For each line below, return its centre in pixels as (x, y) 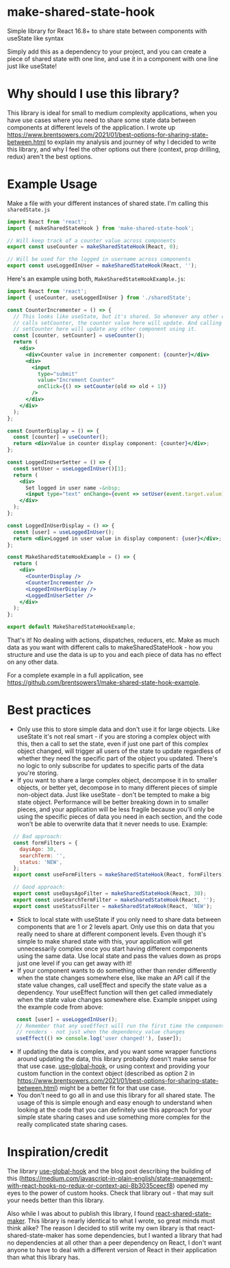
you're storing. (38, 773)
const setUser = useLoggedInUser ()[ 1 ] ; (70, 468)
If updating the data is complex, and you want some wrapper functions (117, 1052)
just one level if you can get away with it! (74, 963)
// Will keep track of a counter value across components (91, 241)
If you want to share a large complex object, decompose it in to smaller (117, 780)
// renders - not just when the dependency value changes (101, 1032)
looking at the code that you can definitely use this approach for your (114, 1110)
